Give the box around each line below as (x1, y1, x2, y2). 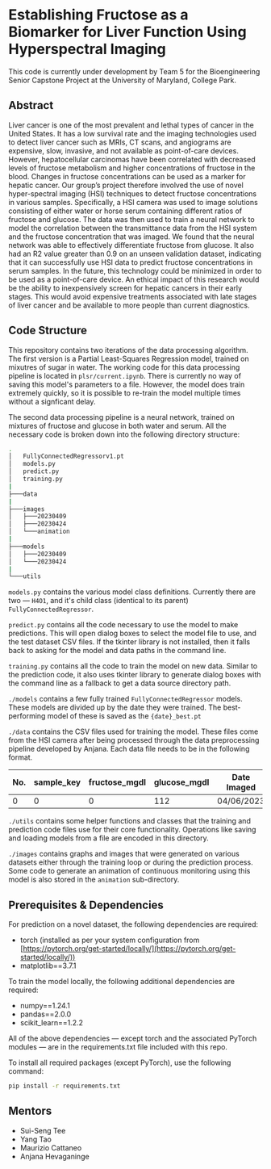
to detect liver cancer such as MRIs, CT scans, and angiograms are (8, 137, 231, 147)
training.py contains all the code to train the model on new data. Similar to (8, 661, 258, 671)
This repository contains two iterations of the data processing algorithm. (8, 345, 248, 354)
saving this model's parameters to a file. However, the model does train (8, 379, 245, 389)
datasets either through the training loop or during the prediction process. (8, 857, 253, 867)
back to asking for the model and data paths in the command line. (8, 646, 227, 656)
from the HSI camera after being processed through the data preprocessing (8, 735, 260, 745)
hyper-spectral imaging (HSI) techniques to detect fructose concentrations (8, 188, 256, 199)
